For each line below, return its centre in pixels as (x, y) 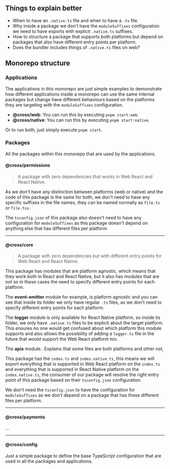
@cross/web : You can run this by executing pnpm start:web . (76, 114)
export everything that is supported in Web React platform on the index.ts (83, 364)
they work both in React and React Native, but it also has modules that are (82, 276)
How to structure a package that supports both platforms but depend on (88, 36)
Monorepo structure (38, 63)
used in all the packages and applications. (49, 461)
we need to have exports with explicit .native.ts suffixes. (73, 31)
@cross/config (22, 444)
